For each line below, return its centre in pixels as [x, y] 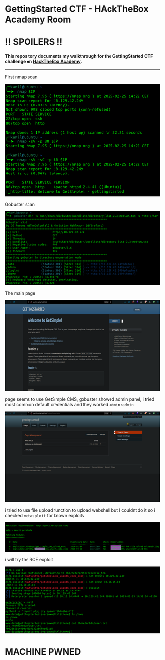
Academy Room [38, 19]
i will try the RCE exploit [29, 560]
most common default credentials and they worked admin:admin [69, 404]
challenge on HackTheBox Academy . [43, 61]
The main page [20, 293]
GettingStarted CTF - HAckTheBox [77, 9]
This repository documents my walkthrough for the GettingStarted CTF [79, 56]
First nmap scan [21, 77]
